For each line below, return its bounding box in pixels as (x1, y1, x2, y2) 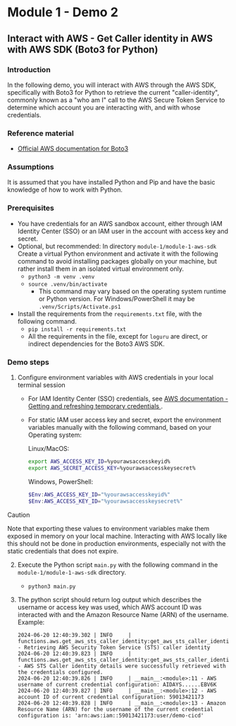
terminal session (17, 381, 66, 390)
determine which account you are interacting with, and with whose (7, 103, 201, 112)
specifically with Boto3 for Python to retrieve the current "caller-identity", (7, 88, 220, 96)
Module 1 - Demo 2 (7, 4, 118, 21)
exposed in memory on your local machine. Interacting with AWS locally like (7, 532, 228, 540)
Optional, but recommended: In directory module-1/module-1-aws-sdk (17, 242, 217, 250)
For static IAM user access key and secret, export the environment (27, 416, 222, 424)
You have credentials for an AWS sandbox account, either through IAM (17, 219, 223, 228)
